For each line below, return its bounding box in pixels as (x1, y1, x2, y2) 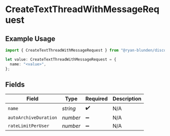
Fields (5, 80, 25, 89)
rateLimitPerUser (8, 123, 50, 129)
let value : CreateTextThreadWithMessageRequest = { (5, 57, 116, 62)
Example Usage (5, 34, 56, 43)
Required (85, 95, 108, 102)
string (62, 105, 76, 112)
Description (112, 95, 142, 102)
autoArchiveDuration (8, 115, 57, 121)
